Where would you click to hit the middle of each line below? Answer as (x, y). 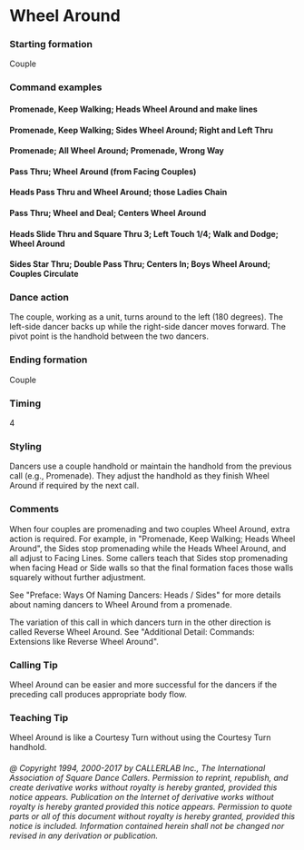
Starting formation (51, 44)
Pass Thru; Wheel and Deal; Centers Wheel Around (108, 212)
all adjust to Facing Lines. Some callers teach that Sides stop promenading (149, 558)
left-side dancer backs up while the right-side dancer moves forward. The (147, 327)
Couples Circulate (44, 274)
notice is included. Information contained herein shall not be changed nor (147, 825)
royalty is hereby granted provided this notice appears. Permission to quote (151, 806)
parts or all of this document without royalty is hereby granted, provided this (152, 816)
